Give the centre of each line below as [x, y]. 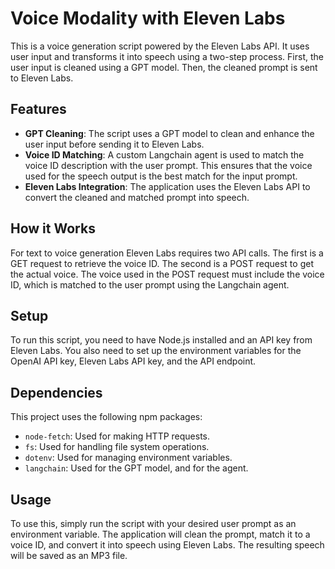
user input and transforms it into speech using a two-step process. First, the [167, 56]
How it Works [53, 228]
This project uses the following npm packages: [106, 417]
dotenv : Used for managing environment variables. [128, 458]
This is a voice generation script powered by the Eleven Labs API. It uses [160, 46]
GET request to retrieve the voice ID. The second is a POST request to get [162, 263]
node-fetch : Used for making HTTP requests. [117, 436]
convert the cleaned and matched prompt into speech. [137, 197]
